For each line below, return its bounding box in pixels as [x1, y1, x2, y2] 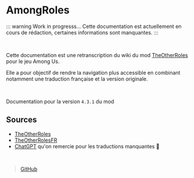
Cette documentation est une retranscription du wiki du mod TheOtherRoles [6, 51, 188, 58]
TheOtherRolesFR [14, 137, 57, 144]
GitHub [20, 165, 38, 172]
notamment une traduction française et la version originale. [6, 75, 149, 82]
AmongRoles [6, 4, 70, 17]
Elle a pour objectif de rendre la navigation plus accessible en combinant [6, 69, 181, 76]
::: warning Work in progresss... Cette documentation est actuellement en [6, 23, 182, 30]
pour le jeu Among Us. [6, 58, 60, 65]
